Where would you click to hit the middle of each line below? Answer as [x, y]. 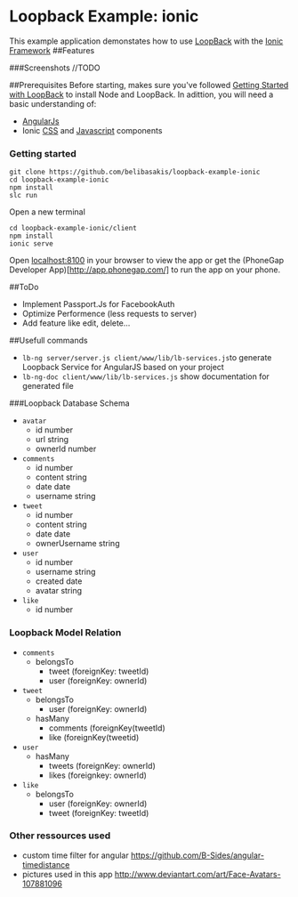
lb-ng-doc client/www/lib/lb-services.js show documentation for [145, 376]
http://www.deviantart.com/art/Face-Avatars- [198, 874]
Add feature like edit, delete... [76, 323]
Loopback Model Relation [65, 633]
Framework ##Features [52, 50]
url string [52, 440]
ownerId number [66, 449]
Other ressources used [60, 836]
